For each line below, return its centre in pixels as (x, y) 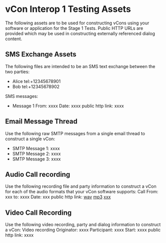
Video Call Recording (39, 212)
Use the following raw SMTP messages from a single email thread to (75, 133)
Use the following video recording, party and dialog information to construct (83, 225)
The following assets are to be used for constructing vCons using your (77, 23)
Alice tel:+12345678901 (37, 81)
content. (14, 39)
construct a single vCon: (30, 139)
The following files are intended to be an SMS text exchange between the (80, 66)
